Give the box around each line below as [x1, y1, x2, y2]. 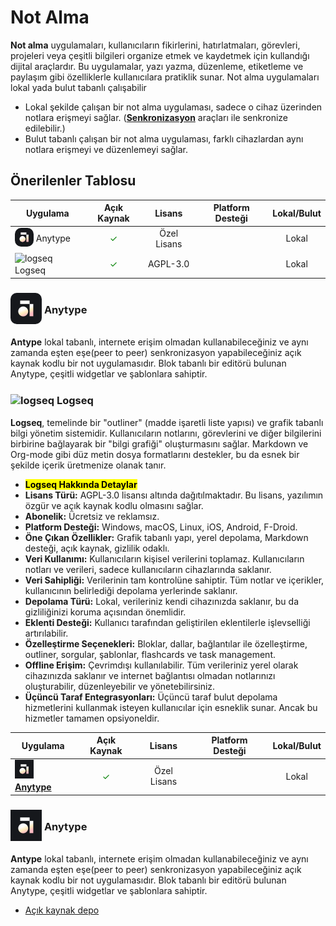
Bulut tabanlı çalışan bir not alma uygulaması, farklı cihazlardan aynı [24, 132, 304, 145]
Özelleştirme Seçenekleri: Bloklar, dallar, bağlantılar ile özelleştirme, [24, 637, 308, 650]
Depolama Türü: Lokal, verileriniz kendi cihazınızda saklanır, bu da [24, 595, 299, 607]
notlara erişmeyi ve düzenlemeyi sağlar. [24, 143, 188, 155]
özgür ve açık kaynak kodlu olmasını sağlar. [24, 499, 204, 511]
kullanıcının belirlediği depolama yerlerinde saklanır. [24, 584, 238, 596]
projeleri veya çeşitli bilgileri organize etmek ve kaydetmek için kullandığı [10, 49, 310, 61]
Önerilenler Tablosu [10, 172, 137, 190]
